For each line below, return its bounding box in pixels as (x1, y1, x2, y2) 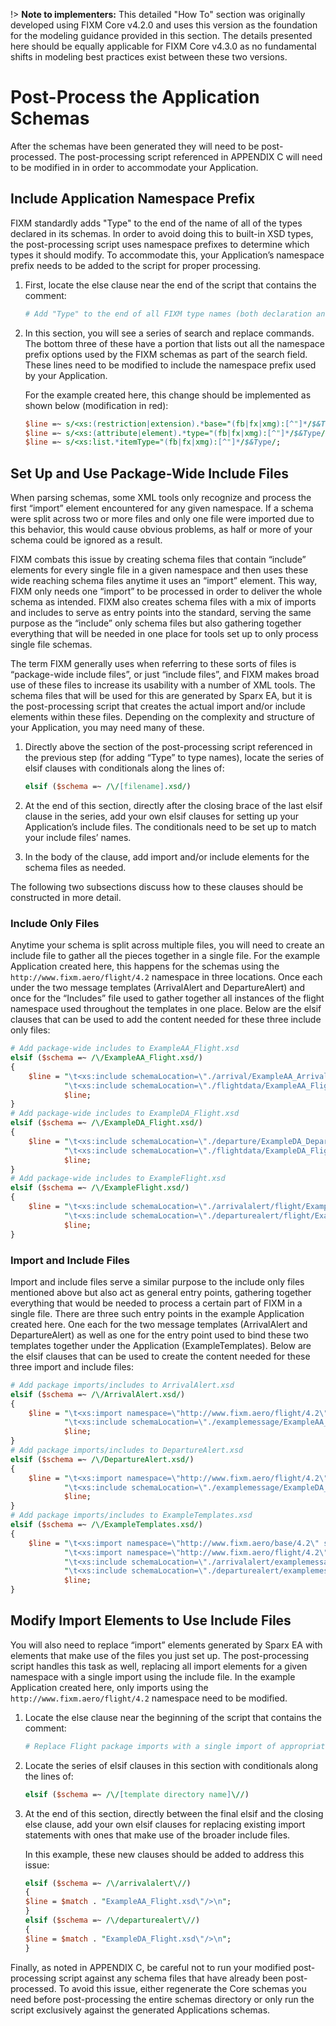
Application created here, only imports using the (10, 1681, 209, 1693)
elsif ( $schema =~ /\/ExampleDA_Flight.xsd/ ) (10, 1118, 203, 1128)
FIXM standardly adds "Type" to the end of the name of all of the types (10, 217, 303, 229)
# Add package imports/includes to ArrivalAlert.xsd (10, 1380, 235, 1390)
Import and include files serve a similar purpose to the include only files (10, 1275, 305, 1288)
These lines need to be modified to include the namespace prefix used (24, 359, 317, 371)
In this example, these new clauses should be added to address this (24, 1848, 305, 1860)
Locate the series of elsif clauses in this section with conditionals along (24, 1759, 319, 1771)
